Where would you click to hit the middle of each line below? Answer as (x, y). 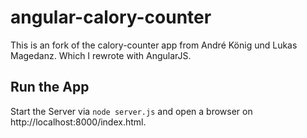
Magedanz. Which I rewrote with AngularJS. (101, 55)
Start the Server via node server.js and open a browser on (131, 111)
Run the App (50, 87)
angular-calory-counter (111, 17)
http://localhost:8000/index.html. (78, 122)
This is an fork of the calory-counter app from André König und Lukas (154, 45)
